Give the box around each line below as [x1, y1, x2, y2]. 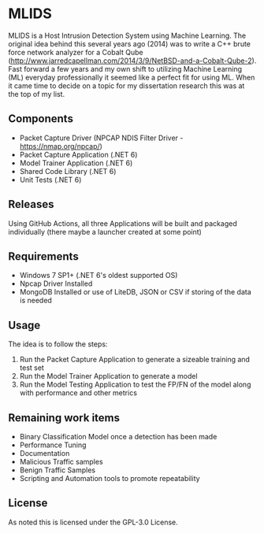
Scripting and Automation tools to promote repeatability [19, 474, 200, 483]
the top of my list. [8, 89, 65, 98]
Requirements [8, 250, 79, 263]
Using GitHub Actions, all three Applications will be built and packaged [8, 218, 238, 228]
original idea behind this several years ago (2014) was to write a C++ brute [8, 39, 251, 48]
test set [19, 363, 45, 372]
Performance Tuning [19, 440, 87, 450]
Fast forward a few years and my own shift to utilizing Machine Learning [8, 64, 243, 73]
